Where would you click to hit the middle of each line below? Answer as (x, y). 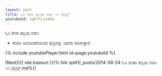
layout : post (19, 10)
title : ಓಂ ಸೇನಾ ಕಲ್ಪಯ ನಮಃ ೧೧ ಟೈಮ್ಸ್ (37, 14)
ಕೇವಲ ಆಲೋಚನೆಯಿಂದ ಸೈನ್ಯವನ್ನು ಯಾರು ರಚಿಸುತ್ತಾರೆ (51, 43)
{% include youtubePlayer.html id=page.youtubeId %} (60, 53)
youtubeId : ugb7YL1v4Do (30, 19)
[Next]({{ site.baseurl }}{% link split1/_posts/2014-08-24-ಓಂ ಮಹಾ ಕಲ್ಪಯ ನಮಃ (81, 63)
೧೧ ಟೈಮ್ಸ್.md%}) (21, 68)
